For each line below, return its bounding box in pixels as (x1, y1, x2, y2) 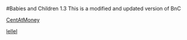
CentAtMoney (6, 16, 40, 23)
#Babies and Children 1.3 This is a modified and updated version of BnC (6, 5, 182, 12)
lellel (6, 28, 18, 35)
